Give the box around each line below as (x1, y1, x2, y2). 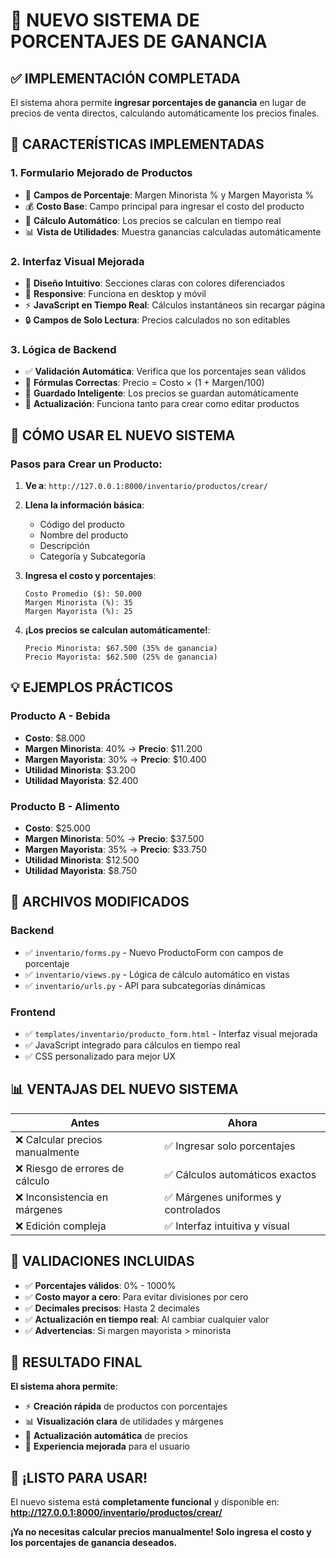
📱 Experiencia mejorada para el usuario (24, 1440, 190, 1453)
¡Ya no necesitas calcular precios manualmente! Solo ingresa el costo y (10, 1526, 312, 1538)
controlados (164, 1202, 221, 1216)
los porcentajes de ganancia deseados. (10, 1537, 178, 1549)
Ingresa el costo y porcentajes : (24, 569, 157, 581)
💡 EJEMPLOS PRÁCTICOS (10, 679, 173, 696)
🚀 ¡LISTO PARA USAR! (10, 1469, 148, 1486)
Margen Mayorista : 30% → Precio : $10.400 (24, 753, 207, 765)
